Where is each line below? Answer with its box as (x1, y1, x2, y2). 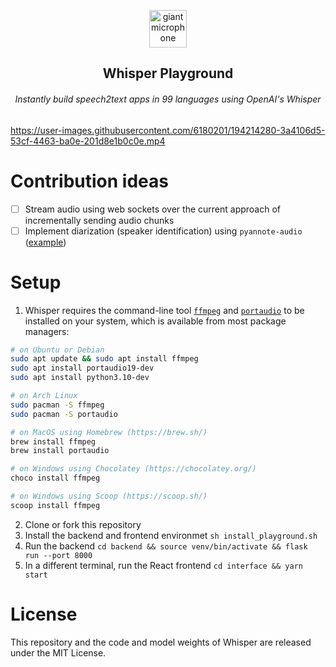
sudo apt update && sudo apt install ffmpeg (10, 354, 199, 364)
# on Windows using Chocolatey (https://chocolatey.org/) (10, 464, 257, 474)
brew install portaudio (10, 446, 110, 456)
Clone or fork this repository (24, 518, 142, 530)
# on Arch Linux (10, 391, 78, 401)
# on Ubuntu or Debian (10, 345, 105, 355)
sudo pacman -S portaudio (10, 409, 118, 419)
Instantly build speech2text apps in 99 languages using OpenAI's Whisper (14, 93, 322, 105)
